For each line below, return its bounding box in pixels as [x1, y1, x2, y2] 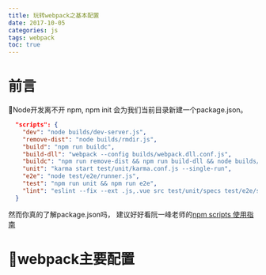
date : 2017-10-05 [8, 19, 66, 27]
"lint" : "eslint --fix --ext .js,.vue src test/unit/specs [22, 186, 222, 194]
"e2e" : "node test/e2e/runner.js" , [22, 172, 140, 180]
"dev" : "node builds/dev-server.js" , [22, 128, 147, 136]
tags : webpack [8, 33, 55, 42]
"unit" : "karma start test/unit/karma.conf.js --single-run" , [22, 165, 232, 173]
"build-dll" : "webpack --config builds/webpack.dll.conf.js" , [22, 150, 232, 158]
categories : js [8, 26, 59, 34]
